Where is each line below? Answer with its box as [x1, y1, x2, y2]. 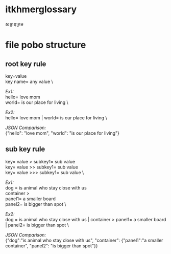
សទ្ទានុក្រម [5, 20, 24, 27]
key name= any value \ [5, 78, 54, 84]
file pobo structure [5, 39, 86, 51]
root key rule [5, 59, 46, 68]
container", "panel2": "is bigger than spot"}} [5, 242, 98, 249]
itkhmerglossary [5, 4, 77, 15]
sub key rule [5, 145, 45, 154]
